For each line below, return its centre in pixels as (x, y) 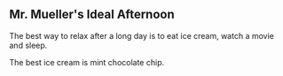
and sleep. (28, 45)
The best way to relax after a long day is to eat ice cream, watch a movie (142, 35)
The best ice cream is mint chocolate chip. (87, 62)
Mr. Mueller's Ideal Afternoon (92, 15)
